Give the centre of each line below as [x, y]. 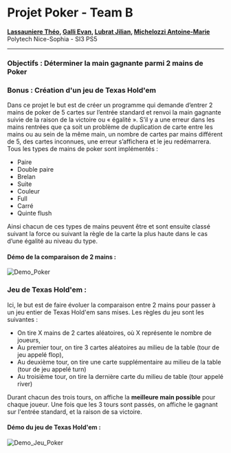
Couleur [28, 191]
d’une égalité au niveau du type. [53, 241]
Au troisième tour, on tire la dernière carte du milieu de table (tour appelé [120, 376]
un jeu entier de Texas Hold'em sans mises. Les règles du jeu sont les [106, 312]
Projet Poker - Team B [70, 13]
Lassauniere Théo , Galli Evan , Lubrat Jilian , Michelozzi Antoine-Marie [109, 32]
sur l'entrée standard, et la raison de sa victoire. [75, 411]
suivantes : [22, 319]
